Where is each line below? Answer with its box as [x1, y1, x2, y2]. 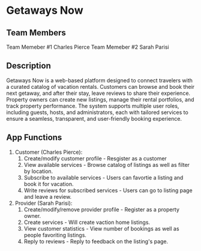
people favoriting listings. [23, 231, 87, 238]
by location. [23, 168, 53, 175]
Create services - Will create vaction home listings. [23, 219, 151, 226]
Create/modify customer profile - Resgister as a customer [23, 154, 167, 162]
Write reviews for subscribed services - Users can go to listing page [23, 187, 193, 194]
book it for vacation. [23, 180, 74, 187]
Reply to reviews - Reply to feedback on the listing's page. [23, 238, 169, 245]
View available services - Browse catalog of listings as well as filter [23, 161, 190, 168]
